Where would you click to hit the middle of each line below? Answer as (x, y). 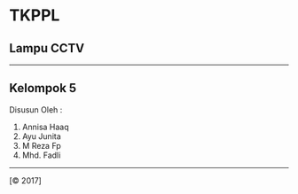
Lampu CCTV (47, 48)
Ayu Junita (42, 136)
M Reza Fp (42, 145)
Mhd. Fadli (41, 155)
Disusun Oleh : (36, 109)
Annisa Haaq (45, 127)
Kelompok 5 (43, 88)
